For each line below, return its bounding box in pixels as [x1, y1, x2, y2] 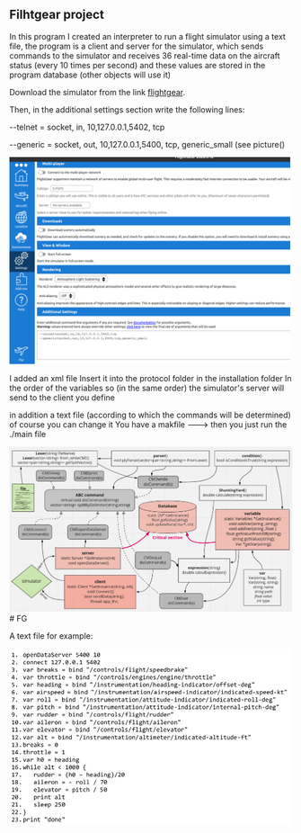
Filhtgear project [9, 7, 105, 22]
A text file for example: [9, 631, 93, 641]
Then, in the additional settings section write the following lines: [9, 103, 245, 115]
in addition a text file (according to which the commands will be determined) [9, 409, 292, 420]
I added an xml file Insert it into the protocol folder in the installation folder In [9, 372, 292, 383]
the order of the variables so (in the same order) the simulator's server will [9, 382, 285, 393]
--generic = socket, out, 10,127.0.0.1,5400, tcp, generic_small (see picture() [9, 139, 286, 149]
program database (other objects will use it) [9, 69, 172, 80]
